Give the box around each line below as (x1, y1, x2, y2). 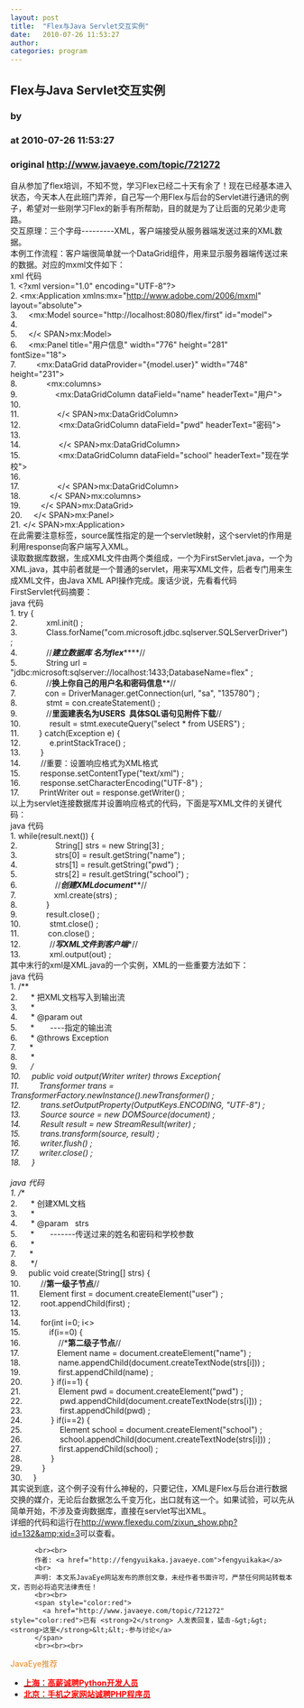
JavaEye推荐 (10, 1657, 58, 1669)
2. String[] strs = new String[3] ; (10, 840, 165, 851)
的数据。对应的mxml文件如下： (10, 259, 125, 270)
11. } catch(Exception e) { (10, 727, 121, 738)
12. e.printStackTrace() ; (10, 737, 126, 748)
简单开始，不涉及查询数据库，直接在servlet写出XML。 (10, 1505, 211, 1516)
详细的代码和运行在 (10, 1517, 82, 1528)
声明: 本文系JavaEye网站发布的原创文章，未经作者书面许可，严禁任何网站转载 (33, 1573, 286, 1582)
